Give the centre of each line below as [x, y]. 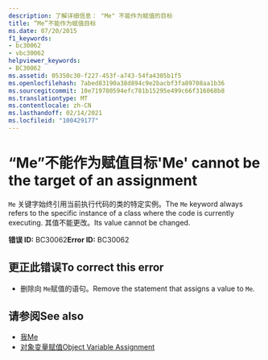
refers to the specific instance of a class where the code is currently [122, 213]
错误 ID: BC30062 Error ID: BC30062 [69, 239]
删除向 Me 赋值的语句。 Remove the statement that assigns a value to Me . [137, 288]
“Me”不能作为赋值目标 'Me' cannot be [134, 163]
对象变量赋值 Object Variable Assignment [87, 347]
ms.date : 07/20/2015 [43, 31]
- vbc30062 [27, 53]
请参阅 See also [46, 316]
